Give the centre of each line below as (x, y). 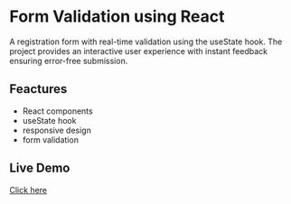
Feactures (38, 89)
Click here (28, 190)
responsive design (57, 130)
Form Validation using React (117, 17)
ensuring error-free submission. (69, 60)
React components (57, 111)
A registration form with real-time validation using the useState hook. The (146, 42)
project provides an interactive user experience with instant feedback (139, 51)
